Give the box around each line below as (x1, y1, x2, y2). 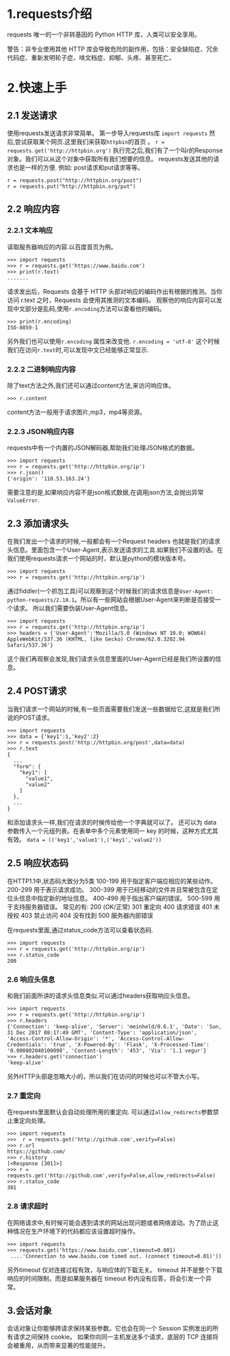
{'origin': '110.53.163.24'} (7, 475, 90, 483)
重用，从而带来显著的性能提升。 (18, 1342, 110, 1350)
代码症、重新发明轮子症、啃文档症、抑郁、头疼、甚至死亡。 (7, 53, 175, 62)
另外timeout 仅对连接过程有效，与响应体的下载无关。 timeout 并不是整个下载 (7, 1265, 223, 1274)
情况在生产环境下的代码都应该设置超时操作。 (12, 1227, 139, 1235)
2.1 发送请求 (7, 109, 57, 121)
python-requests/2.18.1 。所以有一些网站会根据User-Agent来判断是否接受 (7, 595, 216, 604)
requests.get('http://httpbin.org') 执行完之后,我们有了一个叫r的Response (7, 146, 223, 154)
